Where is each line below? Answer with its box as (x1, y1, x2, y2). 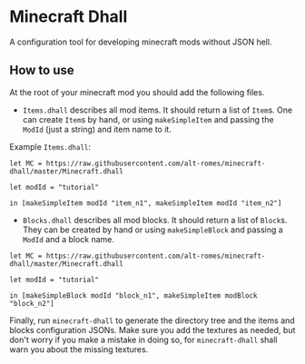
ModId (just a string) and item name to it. (22, 123, 172, 134)
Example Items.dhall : (9, 141, 92, 152)
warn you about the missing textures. (9, 343, 149, 355)
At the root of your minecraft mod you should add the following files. (9, 86, 265, 97)
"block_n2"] (9, 299, 54, 308)
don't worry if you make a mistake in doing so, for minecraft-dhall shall (9, 334, 278, 345)
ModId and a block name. (22, 233, 115, 244)
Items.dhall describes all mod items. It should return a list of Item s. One (22, 104, 293, 115)
